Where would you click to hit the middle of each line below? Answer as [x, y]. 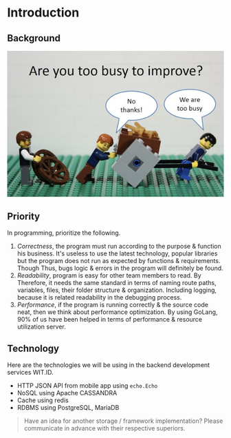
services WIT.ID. [30, 372]
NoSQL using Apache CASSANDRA [67, 393]
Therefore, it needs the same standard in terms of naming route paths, [117, 283]
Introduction [43, 13]
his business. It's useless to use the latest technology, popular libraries [117, 253]
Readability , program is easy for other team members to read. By [109, 275]
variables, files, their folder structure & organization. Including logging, [117, 290]
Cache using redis [43, 400]
